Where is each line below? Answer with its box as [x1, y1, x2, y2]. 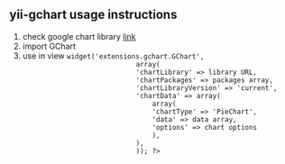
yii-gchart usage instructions [9, 7, 178, 23]
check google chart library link [22, 31, 136, 41]
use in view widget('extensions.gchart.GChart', [22, 50, 205, 61]
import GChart [22, 41, 77, 51]
